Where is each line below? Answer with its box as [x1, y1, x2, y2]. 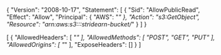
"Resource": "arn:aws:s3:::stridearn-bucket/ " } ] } [6, 20, 147, 28]
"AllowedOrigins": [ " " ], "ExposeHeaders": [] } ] [6, 41, 141, 48]
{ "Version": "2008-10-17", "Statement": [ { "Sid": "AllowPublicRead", [6, 6, 200, 14]
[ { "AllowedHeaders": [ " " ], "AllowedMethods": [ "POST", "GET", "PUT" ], [6, 33, 216, 41]
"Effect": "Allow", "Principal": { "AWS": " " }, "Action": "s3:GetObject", [6, 13, 200, 21]
